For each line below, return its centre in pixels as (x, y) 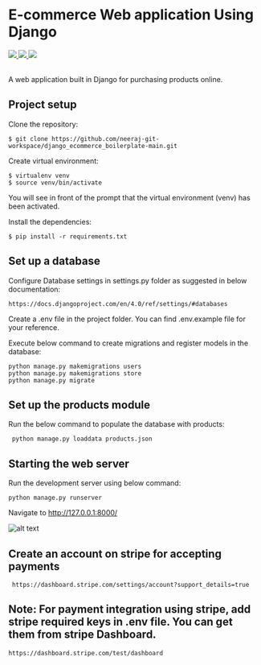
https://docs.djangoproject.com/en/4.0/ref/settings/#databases (118, 304)
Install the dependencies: (50, 221)
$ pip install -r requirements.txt (68, 236)
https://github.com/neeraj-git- (105, 138)
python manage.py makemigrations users (75, 366)
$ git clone (28, 138)
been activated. (34, 206)
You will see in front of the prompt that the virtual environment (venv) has (129, 197)
